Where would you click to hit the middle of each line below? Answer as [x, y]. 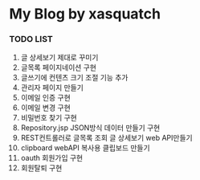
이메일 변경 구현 [45, 108]
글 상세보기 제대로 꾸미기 [59, 58]
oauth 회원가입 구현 [52, 158]
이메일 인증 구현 [45, 98]
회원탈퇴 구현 [41, 168]
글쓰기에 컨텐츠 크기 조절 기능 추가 [74, 78]
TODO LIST [31, 39]
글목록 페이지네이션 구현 [59, 67]
